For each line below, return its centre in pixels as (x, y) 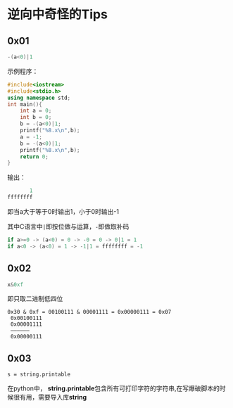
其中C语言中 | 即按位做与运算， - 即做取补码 (68, 227)
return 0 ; (34, 157)
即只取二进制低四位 (35, 299)
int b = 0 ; (36, 117)
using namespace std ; (39, 98)
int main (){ (25, 104)
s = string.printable (39, 375)
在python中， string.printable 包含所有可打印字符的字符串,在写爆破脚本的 (114, 388)
